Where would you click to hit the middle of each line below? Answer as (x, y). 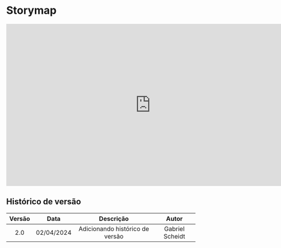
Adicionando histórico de (114, 229)
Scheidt (174, 236)
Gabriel (174, 229)
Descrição (114, 219)
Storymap (32, 11)
